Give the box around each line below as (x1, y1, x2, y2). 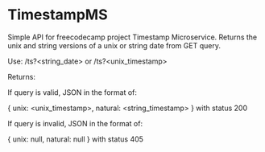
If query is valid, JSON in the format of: (7, 87, 138, 97)
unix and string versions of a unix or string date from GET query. (7, 40, 221, 50)
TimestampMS (7, 6, 108, 24)
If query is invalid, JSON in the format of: (7, 118, 143, 128)
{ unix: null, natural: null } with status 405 (7, 134, 144, 144)
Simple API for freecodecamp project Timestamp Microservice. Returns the (7, 32, 258, 42)
